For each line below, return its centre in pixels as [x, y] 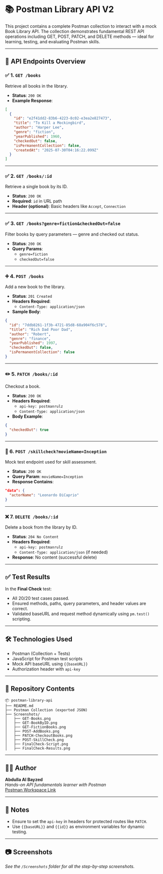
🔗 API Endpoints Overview [45, 61]
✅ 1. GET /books [23, 75]
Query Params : [27, 249]
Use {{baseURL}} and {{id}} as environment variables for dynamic [78, 827]
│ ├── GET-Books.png [28, 719]
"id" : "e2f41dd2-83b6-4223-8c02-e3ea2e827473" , [63, 119]
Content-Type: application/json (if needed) [64, 552]
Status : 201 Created [32, 296]
